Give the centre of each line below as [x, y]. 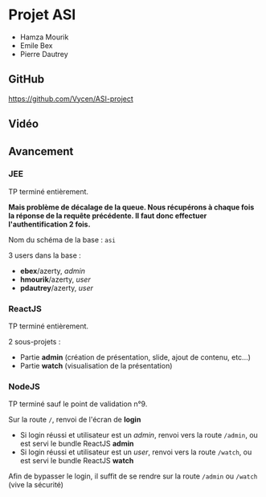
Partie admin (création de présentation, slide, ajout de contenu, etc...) [135, 357]
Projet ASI [42, 15]
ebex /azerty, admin [53, 271]
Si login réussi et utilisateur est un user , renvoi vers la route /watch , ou [136, 452]
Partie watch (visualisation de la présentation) [96, 366]
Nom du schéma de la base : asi [62, 239]
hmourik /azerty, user [55, 279]
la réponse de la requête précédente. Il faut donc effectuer [108, 215]
